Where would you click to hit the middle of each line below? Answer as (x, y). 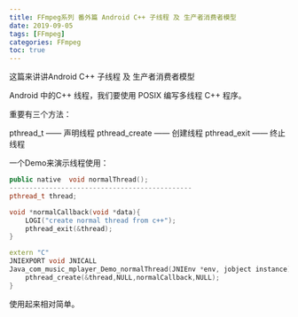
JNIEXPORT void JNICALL (53, 261)
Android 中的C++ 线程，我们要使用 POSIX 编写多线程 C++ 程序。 (128, 96)
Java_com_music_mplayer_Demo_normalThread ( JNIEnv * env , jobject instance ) (150, 269)
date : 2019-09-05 (41, 26)
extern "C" (29, 253)
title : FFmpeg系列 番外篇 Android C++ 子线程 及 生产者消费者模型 (123, 17)
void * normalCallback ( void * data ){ (75, 212)
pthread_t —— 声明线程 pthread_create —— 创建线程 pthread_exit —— (139, 133)
